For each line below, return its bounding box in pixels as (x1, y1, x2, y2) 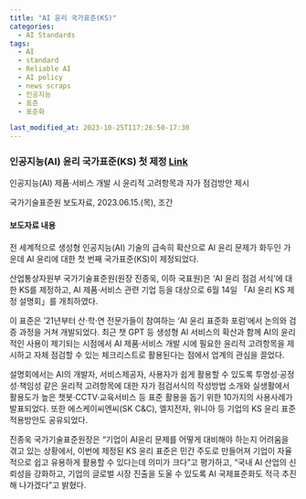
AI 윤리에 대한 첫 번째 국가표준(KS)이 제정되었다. (26, 253, 199, 264)
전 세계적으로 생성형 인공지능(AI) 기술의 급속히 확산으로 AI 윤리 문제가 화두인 (9, 241, 281, 252)
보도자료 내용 (9, 220, 57, 231)
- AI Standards (17, 30, 76, 39)
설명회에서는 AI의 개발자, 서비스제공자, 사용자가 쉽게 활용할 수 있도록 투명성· (9, 368, 280, 379)
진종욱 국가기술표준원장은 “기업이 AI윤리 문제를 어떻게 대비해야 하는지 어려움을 (9, 433, 290, 444)
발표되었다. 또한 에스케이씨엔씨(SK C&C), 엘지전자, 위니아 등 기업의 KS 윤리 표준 (9, 403, 297, 414)
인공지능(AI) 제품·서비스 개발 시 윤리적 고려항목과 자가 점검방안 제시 (9, 177, 249, 188)
